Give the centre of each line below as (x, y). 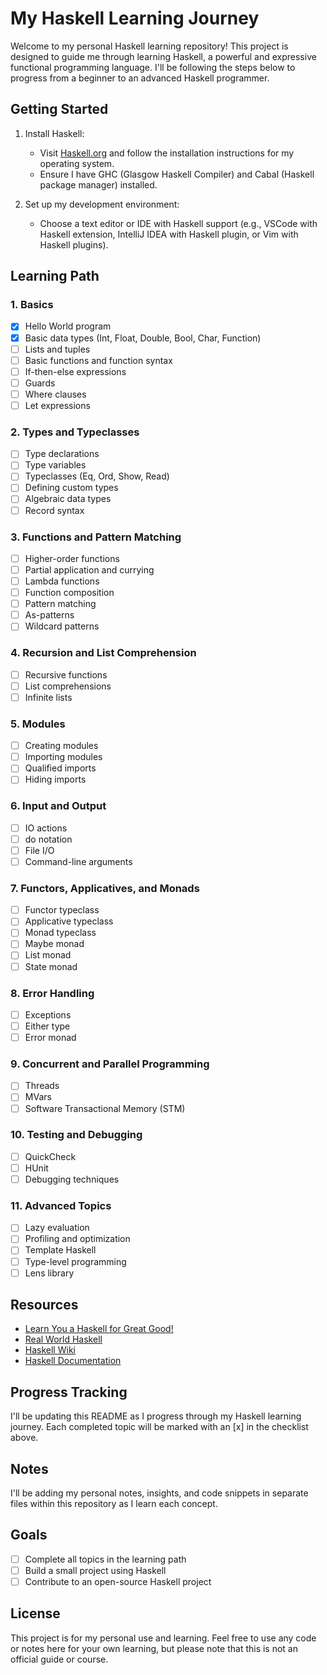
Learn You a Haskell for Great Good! (99, 1329)
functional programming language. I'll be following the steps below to (153, 67)
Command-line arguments (78, 861)
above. (24, 1438)
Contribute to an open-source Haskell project (118, 1582)
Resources (44, 1305)
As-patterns (49, 615)
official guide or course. (59, 1659)
